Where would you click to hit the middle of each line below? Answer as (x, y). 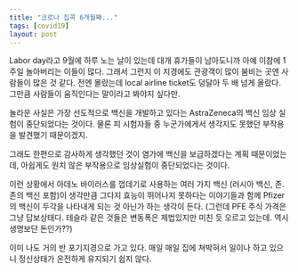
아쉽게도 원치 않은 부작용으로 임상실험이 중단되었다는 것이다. (125, 165)
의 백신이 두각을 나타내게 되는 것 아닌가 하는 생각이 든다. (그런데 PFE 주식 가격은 (148, 207)
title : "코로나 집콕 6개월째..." (64, 17)
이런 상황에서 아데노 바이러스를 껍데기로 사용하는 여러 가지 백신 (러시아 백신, (141, 185)
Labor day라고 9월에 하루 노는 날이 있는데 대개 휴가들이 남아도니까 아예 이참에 (145, 61)
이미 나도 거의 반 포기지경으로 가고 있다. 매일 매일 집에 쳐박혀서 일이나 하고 (138, 248)
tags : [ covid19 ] (39, 26)
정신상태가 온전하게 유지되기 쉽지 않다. (85, 259)
